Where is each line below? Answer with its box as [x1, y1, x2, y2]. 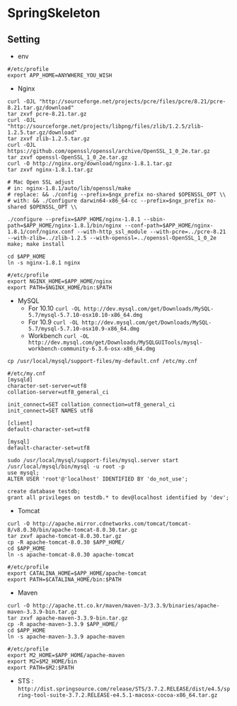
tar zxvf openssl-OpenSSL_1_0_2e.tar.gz [7, 154, 129, 161]
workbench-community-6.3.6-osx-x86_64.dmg [28, 345, 156, 352]
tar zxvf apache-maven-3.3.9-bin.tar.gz [7, 615, 129, 622]
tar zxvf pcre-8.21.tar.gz [7, 111, 87, 118]
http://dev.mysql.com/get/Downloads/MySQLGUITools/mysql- [28, 339, 203, 346]
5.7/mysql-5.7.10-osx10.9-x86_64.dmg [28, 325, 140, 332]
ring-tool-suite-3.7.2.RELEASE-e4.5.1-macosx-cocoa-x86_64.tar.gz [17, 692, 218, 699]
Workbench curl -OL [28, 332, 90, 340]
